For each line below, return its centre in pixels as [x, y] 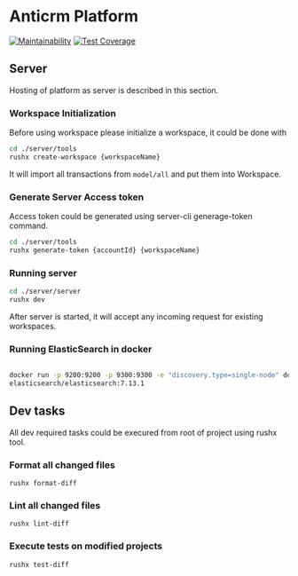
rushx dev [27, 300]
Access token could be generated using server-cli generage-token [131, 217]
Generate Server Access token [77, 197]
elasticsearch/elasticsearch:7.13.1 [77, 383]
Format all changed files [62, 465]
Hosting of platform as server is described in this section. [114, 90]
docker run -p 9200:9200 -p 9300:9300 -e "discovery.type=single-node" [144, 375]
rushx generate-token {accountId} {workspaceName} [105, 250]
